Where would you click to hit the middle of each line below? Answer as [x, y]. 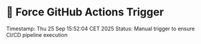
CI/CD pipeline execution [37, 34]
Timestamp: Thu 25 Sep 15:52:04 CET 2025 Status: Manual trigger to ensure [100, 29]
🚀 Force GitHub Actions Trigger [85, 12]
